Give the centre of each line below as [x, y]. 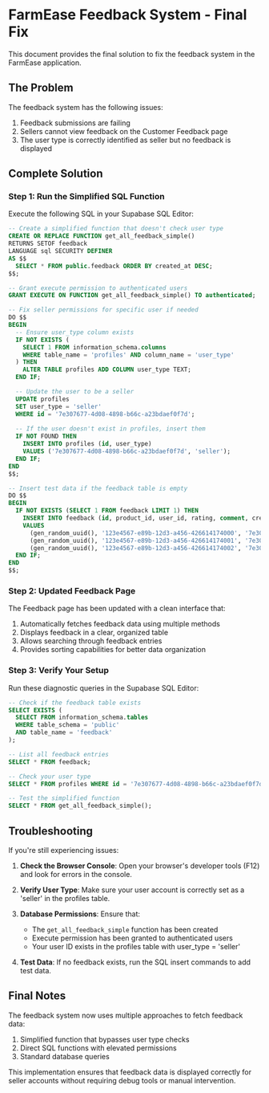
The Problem [41, 88]
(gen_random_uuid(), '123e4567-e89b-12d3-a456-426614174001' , [135, 540]
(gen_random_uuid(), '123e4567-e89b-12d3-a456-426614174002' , [135, 548]
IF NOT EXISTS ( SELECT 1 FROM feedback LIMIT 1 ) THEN [107, 511]
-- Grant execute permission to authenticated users [98, 288]
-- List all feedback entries [59, 754]
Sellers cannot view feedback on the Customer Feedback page [124, 131]
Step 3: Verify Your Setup [59, 671]
